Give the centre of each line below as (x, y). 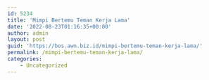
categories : (25, 59)
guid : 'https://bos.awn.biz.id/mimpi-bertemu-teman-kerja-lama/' (105, 46)
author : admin (28, 33)
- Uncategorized (44, 65)
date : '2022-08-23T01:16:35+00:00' (59, 26)
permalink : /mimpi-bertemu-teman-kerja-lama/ (75, 53)
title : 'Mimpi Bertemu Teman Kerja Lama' (69, 20)
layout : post (26, 40)
